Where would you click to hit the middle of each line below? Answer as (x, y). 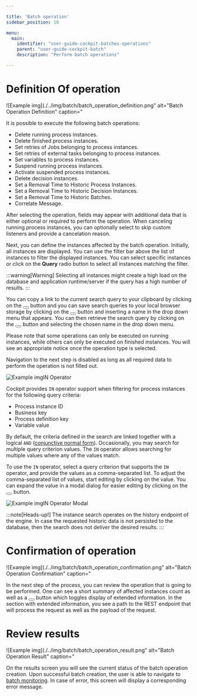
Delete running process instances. (56, 134)
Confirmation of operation (71, 551)
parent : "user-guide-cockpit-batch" (62, 50)
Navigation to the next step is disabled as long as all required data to (89, 359)
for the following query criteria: (44, 395)
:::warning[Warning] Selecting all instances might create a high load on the (96, 275)
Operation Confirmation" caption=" (49, 573)
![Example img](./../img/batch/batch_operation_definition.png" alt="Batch (95, 105)
